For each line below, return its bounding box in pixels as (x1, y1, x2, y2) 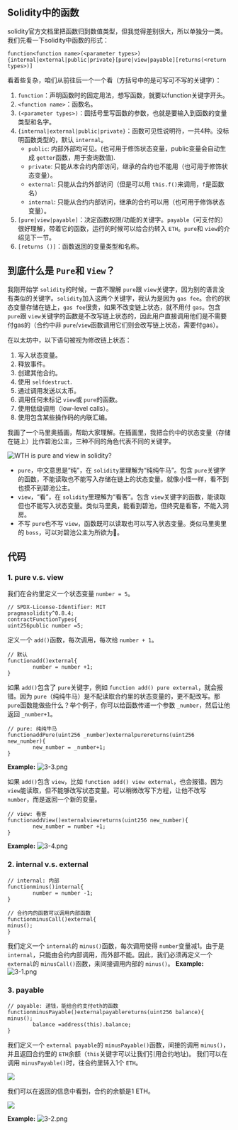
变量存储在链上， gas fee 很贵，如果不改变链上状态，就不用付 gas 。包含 (13, 303, 221, 311)
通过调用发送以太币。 (17, 386, 80, 394)
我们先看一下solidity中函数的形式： (7, 36, 110, 44)
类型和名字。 (17, 117, 55, 126)
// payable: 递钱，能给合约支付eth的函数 (7, 1002, 119, 1009)
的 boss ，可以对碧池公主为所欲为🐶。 (17, 528, 124, 537)
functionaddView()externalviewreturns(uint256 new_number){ (7, 817, 189, 824)
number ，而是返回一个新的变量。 (7, 795, 101, 804)
